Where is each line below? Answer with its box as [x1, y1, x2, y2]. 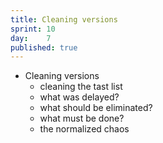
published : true [10, 42, 78, 53]
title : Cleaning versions [10, 14, 118, 25]
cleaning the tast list [39, 81, 123, 93]
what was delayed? [39, 91, 120, 103]
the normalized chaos [39, 123, 130, 135]
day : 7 [10, 33, 52, 43]
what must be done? [39, 112, 125, 125]
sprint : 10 [10, 24, 56, 34]
